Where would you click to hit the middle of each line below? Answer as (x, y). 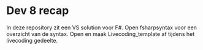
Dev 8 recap (38, 11)
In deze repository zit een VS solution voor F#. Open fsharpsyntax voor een (102, 27)
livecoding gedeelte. (32, 40)
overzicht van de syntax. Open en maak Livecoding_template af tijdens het (101, 34)
